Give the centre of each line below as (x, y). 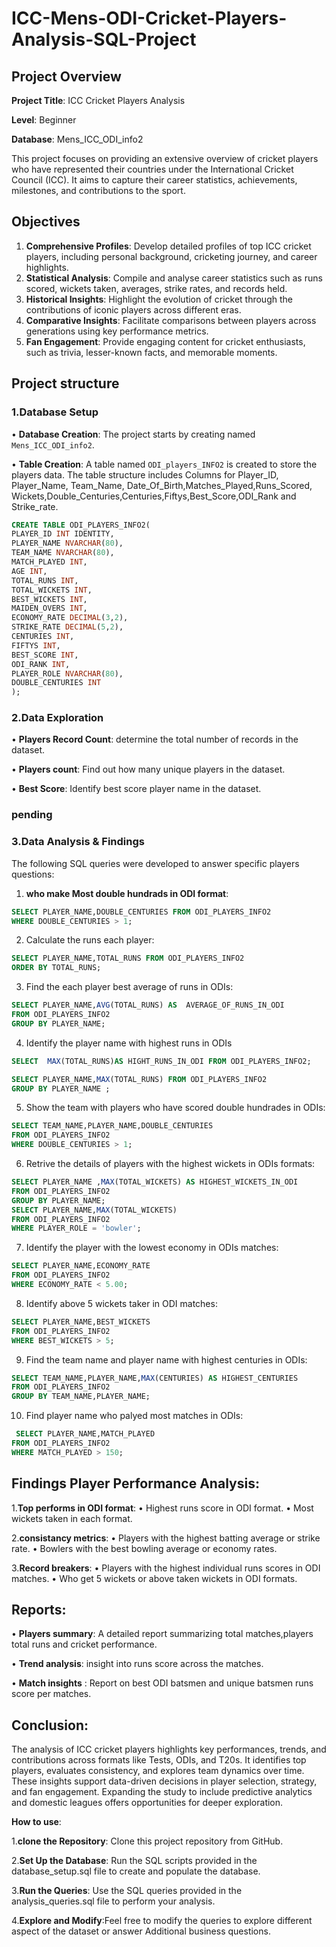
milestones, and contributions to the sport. (98, 190)
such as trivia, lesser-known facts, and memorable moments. (151, 352)
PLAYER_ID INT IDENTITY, (63, 534)
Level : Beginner (44, 120)
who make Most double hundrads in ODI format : (127, 893)
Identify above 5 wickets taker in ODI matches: (121, 1303)
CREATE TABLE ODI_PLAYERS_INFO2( (81, 525)
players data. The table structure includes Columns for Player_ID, (145, 474)
